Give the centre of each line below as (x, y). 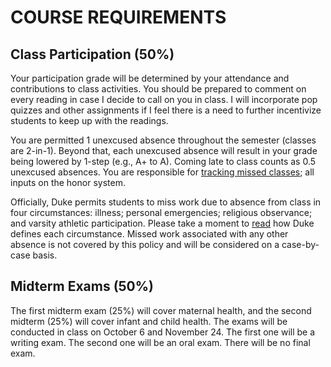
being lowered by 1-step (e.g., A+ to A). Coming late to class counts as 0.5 (163, 161)
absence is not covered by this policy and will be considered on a (145, 244)
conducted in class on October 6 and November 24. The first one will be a (163, 332)
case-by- (300, 244)
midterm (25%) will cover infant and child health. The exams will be (149, 321)
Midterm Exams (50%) (82, 286)
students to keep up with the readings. (89, 120)
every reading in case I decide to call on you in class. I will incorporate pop (164, 99)
